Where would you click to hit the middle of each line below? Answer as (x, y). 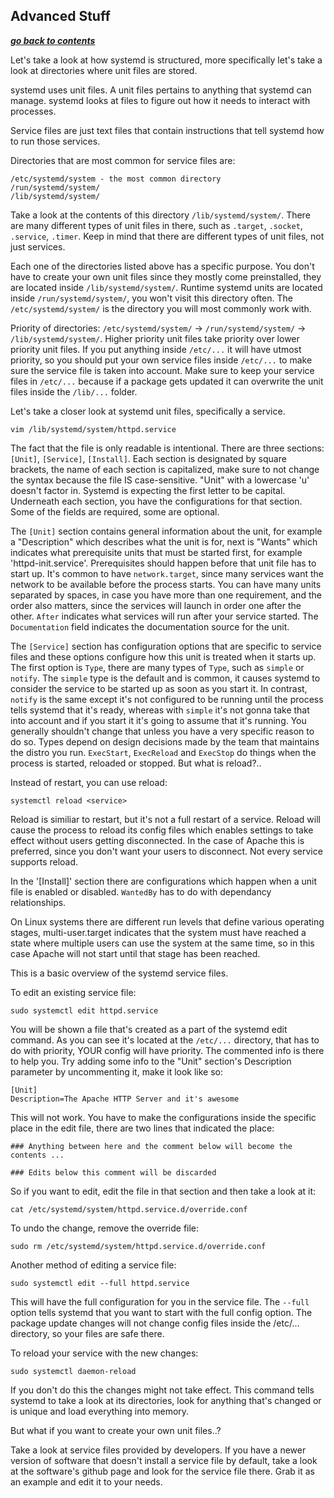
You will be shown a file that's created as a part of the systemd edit (149, 1029)
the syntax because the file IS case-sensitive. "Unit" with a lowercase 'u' (160, 480)
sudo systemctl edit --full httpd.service (100, 1283)
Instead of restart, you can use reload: (89, 782)
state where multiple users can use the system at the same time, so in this (162, 943)
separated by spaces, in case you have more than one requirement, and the (166, 595)
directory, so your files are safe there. (87, 1333)
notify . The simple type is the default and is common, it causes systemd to (165, 678)
